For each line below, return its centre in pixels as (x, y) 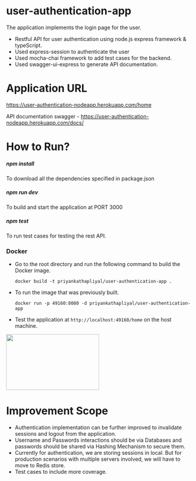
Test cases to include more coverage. (61, 472)
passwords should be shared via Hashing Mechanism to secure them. (100, 446)
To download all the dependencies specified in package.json (80, 179)
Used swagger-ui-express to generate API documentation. (86, 64)
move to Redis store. (40, 466)
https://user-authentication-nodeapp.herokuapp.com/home (79, 105)
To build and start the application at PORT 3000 (64, 207)
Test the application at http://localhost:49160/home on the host (93, 320)
